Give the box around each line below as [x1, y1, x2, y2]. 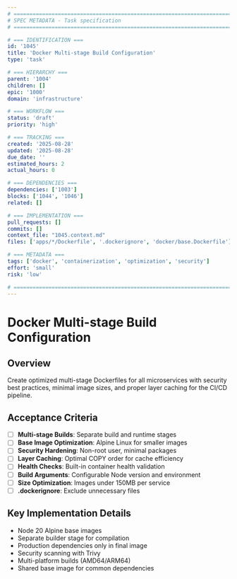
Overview [7, 357, 51, 369]
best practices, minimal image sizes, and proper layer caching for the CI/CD [7, 384, 228, 392]
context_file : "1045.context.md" [7, 231, 106, 239]
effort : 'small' [7, 264, 55, 271]
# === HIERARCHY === [7, 69, 68, 76]
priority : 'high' [7, 121, 59, 128]
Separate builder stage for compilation [17, 534, 130, 542]
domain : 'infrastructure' [7, 95, 83, 103]
